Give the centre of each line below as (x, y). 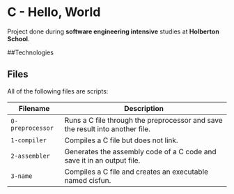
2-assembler (31, 156)
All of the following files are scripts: (58, 91)
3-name (22, 176)
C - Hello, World (54, 12)
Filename (34, 108)
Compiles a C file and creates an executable (136, 172)
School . (18, 38)
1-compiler (29, 140)
